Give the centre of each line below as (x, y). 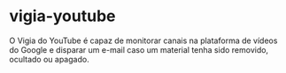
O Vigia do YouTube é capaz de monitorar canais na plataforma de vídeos (143, 40)
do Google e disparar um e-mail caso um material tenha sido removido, (139, 49)
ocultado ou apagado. (50, 59)
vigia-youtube (62, 16)
